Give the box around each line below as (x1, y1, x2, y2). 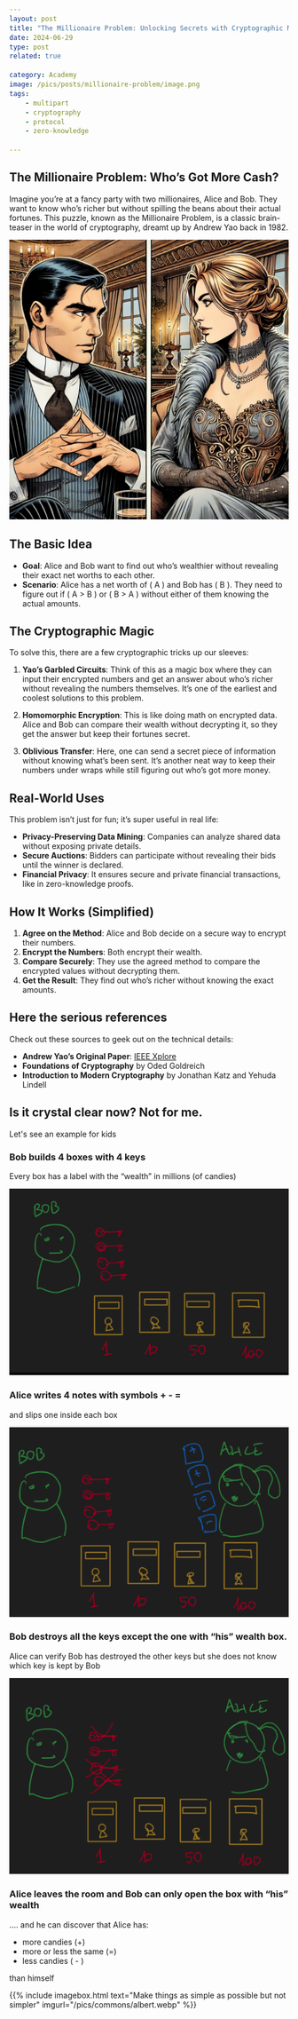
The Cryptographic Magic (9, 624, 155, 639)
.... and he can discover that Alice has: (9, 1919, 149, 1930)
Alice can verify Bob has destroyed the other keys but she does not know (9, 1651, 278, 1661)
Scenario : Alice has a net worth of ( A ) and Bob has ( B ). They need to (21, 579, 283, 590)
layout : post (9, 14, 58, 23)
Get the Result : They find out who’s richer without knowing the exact (21, 975, 274, 986)
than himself (9, 1972, 55, 1983)
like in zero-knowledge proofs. (21, 879, 135, 890)
